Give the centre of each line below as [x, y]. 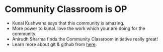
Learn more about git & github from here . [54, 44]
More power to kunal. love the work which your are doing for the [78, 28]
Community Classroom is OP [66, 9]
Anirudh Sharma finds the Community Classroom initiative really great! [85, 39]
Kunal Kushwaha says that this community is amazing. [68, 23]
